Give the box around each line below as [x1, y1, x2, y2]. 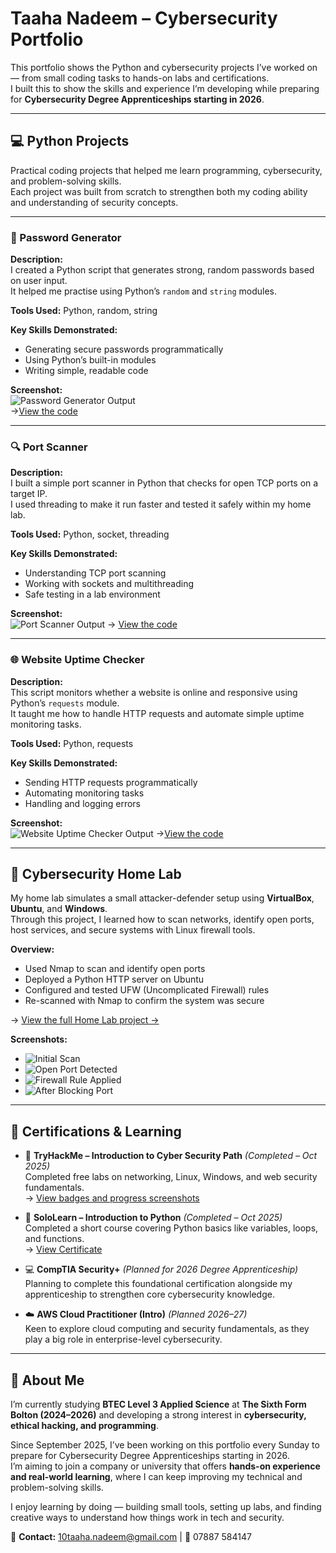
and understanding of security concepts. [10, 196, 179, 208]
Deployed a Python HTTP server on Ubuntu [24, 973, 205, 986]
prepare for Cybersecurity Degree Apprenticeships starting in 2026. [10, 1450, 290, 1462]
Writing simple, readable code [24, 365, 149, 377]
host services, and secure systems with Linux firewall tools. [10, 924, 256, 936]
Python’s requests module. [10, 697, 120, 709]
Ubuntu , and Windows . [10, 903, 108, 915]
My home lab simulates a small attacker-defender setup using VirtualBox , [10, 892, 315, 904]
